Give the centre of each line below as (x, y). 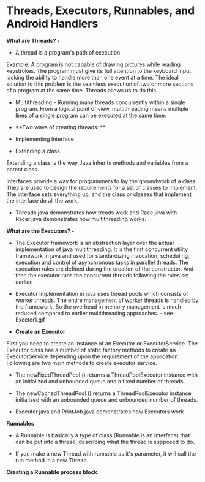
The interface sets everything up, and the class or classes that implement (99, 194)
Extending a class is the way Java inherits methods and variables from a (97, 162)
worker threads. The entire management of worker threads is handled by (107, 300)
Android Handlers (52, 24)
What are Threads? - (33, 40)
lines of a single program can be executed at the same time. (91, 115)
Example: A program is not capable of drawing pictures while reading (94, 64)
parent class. (23, 169)
